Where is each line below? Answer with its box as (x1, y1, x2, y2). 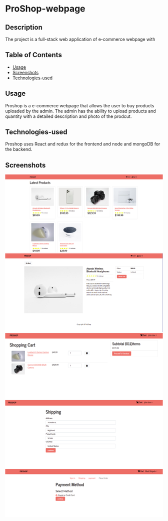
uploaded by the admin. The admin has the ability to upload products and (5, 108, 156, 114)
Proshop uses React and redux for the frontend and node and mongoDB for (5, 141, 160, 147)
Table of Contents (5, 51, 62, 59)
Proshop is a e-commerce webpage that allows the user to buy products (5, 102, 154, 108)
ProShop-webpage (5, 3, 86, 15)
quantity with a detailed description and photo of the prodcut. (5, 113, 132, 119)
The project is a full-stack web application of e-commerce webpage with (5, 36, 155, 42)
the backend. (5, 146, 32, 152)
